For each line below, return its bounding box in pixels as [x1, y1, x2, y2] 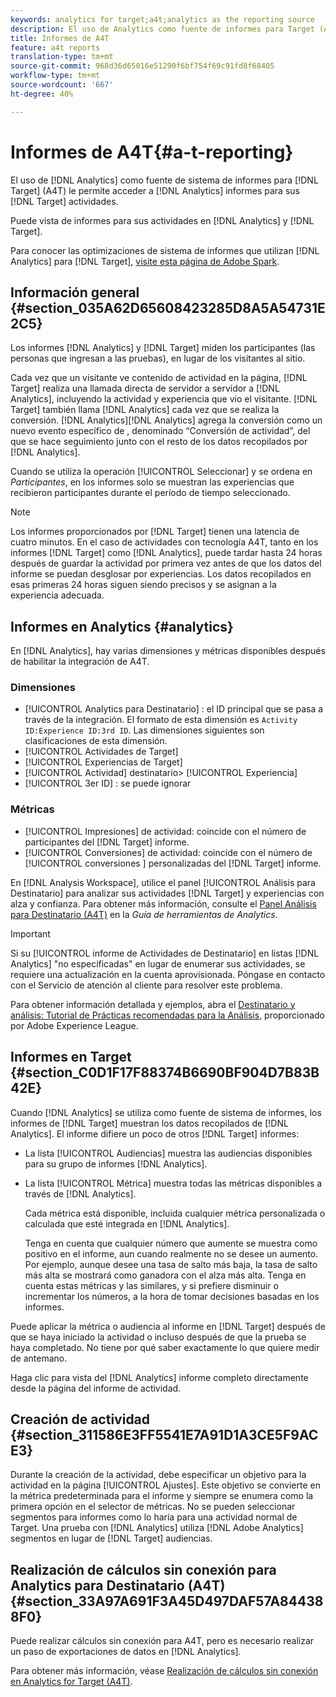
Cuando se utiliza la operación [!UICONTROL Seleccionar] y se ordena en [10, 466, 313, 478]
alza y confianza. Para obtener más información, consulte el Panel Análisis [10, 897, 317, 910]
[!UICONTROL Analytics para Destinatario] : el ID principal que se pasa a [24, 703, 324, 715]
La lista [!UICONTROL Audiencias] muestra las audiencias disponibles [24, 1147, 313, 1159]
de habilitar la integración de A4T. [10, 656, 150, 668]
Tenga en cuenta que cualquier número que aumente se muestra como [24, 1237, 318, 1249]
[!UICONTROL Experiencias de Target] [24, 756, 183, 768]
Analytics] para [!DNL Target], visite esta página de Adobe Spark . [10, 255, 280, 267]
